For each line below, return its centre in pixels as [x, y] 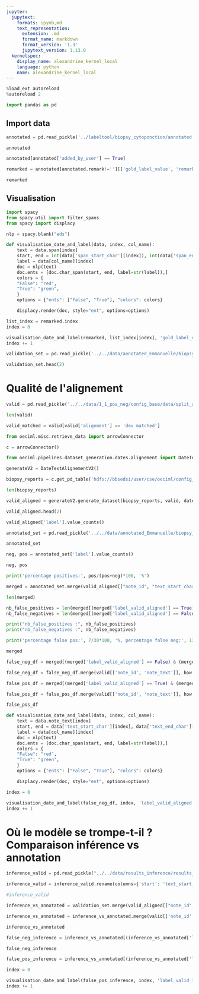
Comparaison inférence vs [73, 845]
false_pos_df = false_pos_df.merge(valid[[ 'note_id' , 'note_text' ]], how [99, 694]
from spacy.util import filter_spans [53, 217]
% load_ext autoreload [33, 89]
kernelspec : [26, 56]
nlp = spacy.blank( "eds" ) [38, 234]
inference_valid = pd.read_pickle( [50, 873]
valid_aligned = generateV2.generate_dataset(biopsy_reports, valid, [94, 501]
